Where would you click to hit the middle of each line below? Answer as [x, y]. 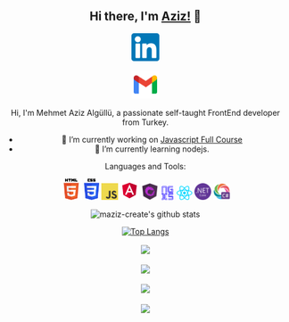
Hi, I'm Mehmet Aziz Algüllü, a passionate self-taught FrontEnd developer [145, 112]
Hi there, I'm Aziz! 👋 [145, 17]
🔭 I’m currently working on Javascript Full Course [152, 139]
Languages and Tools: [145, 166]
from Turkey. [145, 122]
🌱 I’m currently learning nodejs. [152, 149]
